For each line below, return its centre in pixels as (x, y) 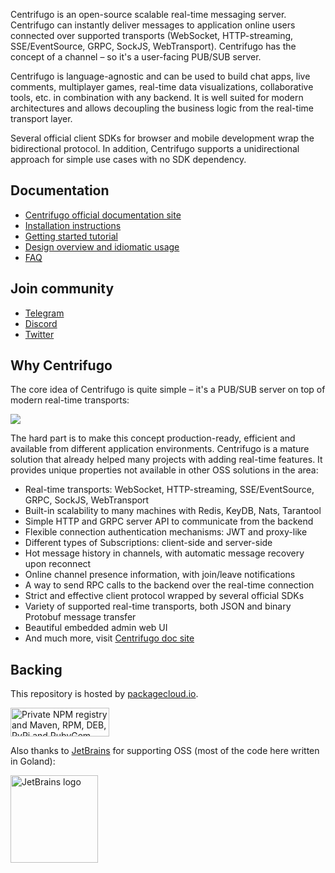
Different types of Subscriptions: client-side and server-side (148, 543)
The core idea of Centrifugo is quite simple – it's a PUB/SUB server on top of (168, 390)
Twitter (39, 334)
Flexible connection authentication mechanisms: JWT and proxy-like (166, 532)
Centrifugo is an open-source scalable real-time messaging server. (148, 14)
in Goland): (33, 761)
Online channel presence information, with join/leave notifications (160, 575)
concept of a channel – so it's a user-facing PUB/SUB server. (136, 57)
